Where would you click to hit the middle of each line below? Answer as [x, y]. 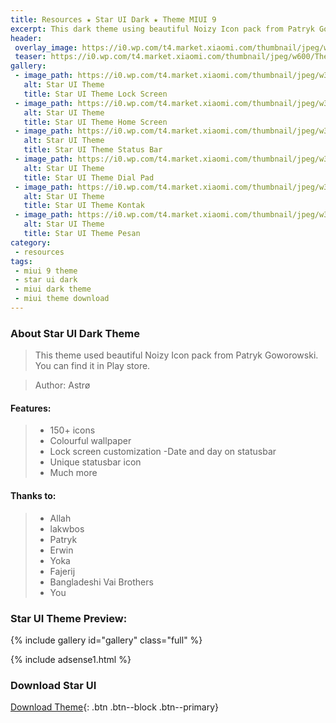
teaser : [30, 57]
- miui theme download [62, 299]
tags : [21, 261]
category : [31, 242]
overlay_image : [46, 47]
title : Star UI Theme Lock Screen [95, 94]
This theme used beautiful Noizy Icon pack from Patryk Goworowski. [176, 355]
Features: [31, 408]
